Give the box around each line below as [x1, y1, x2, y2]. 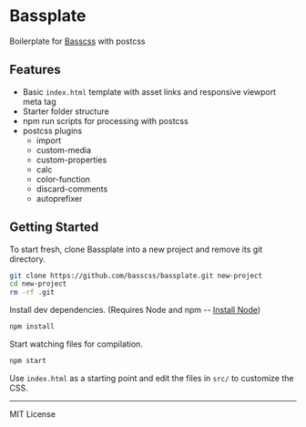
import [36, 134, 62, 146]
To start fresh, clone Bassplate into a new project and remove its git [9, 244, 263, 255]
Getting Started [9, 220, 99, 235]
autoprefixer [36, 193, 83, 203]
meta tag [22, 96, 56, 107]
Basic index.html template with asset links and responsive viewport [22, 86, 276, 97]
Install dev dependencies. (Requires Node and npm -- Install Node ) [9, 305, 261, 316]
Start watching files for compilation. [9, 338, 144, 349]
